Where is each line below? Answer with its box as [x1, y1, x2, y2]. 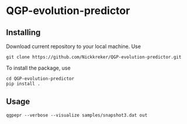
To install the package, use [6, 64, 71, 71]
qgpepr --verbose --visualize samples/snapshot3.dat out [6, 112, 148, 118]
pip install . [6, 81, 41, 87]
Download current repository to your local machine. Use [6, 43, 141, 50]
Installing [6, 27, 41, 37]
